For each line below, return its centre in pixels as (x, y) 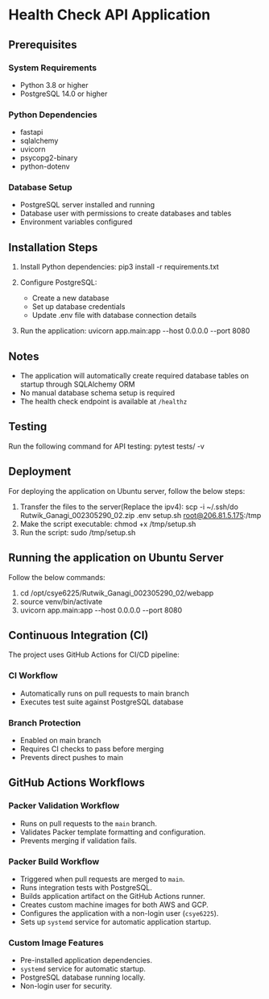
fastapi (31, 132)
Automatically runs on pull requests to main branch (104, 693)
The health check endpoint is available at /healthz (103, 402)
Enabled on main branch (60, 740)
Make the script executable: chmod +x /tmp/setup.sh (108, 524)
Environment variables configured (76, 222)
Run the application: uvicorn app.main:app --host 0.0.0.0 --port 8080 (135, 331)
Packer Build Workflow (54, 861)
